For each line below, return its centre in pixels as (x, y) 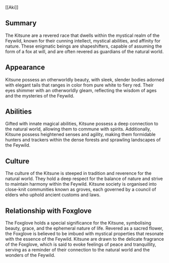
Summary (21, 23)
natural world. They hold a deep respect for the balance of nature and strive (84, 179)
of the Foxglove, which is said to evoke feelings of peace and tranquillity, (81, 244)
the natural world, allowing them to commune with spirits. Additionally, (78, 129)
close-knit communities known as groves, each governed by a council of (81, 190)
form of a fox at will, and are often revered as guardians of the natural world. (84, 51)
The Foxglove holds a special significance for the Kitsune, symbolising (78, 223)
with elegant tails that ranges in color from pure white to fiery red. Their (79, 85)
